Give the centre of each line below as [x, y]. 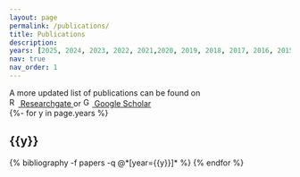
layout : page [33, 17]
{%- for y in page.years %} [59, 113]
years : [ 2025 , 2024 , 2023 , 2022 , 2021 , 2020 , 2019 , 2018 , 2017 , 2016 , [142, 51]
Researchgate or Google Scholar [86, 103]
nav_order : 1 [33, 68]
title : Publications [48, 34]
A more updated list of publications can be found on [105, 93]
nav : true [28, 59]
